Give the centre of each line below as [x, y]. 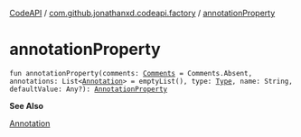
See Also [26, 105]
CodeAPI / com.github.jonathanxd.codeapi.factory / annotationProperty [142, 13]
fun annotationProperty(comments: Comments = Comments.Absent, [131, 73]
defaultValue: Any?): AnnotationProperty [89, 89]
